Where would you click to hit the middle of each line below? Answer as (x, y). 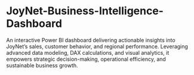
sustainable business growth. (42, 65)
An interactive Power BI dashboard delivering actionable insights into (91, 40)
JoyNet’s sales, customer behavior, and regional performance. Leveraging (97, 46)
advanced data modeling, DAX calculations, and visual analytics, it (88, 52)
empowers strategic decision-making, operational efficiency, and (86, 59)
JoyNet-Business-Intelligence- (85, 11)
